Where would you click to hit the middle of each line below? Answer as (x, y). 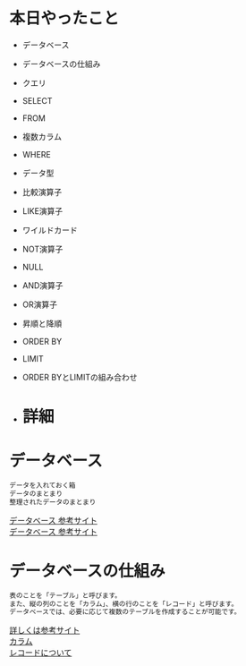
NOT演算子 (42, 249)
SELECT (37, 100)
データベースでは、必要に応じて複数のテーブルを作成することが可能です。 (125, 612)
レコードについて (41, 653)
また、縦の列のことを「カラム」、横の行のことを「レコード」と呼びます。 (124, 604)
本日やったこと (64, 18)
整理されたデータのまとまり (53, 502)
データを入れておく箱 (42, 486)
